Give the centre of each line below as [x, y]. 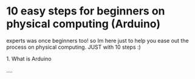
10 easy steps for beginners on [86, 11]
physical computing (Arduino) [84, 24]
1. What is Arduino [29, 58]
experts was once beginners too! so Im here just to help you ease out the [98, 40]
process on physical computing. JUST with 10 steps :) [74, 47]
